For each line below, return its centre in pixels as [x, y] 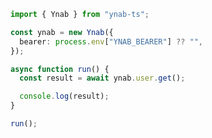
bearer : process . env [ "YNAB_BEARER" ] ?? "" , [111, 41]
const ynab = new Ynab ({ [62, 32]
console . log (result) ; [64, 96]
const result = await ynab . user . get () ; [102, 78]
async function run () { [60, 69]
